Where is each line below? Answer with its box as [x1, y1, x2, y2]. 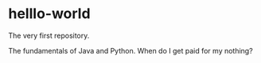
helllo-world [8, 5, 91, 23]
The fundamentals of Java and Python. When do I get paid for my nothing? [8, 46, 253, 55]
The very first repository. [8, 31, 90, 40]
